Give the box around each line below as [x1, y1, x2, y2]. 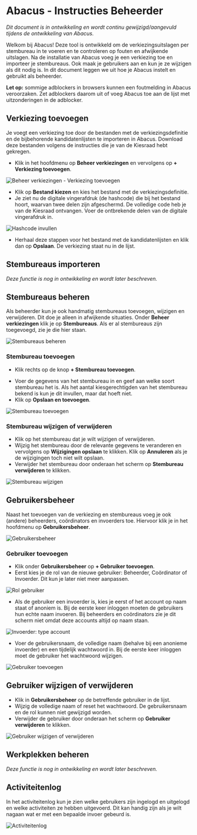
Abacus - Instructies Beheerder [6, 4, 163, 18]
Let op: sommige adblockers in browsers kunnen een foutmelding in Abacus [6, 84, 191, 91]
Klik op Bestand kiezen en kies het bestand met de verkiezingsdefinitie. [14, 188, 189, 195]
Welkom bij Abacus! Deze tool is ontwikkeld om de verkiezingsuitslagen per [6, 41, 189, 48]
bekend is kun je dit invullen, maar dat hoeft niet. [14, 390, 133, 397]
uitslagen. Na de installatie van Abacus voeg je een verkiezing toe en [6, 54, 173, 61]
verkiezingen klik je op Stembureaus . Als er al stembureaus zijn [6, 320, 163, 327]
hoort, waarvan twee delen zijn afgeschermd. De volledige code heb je [14, 201, 186, 208]
